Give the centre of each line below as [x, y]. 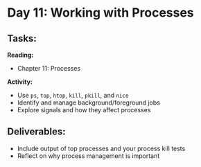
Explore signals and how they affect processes [84, 110]
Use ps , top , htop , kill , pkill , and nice [73, 95]
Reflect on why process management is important [88, 156]
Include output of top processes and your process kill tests [101, 148]
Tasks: [22, 38]
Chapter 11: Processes [49, 68]
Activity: [20, 82]
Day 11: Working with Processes [101, 13]
